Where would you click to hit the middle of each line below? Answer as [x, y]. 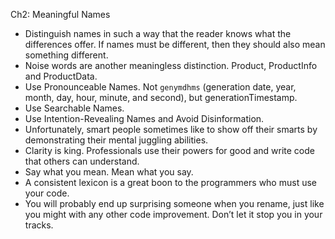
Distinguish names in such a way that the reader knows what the [158, 33]
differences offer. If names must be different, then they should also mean [175, 44]
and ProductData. [61, 76]
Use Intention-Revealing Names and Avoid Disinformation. [144, 118]
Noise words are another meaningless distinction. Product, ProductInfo [171, 65]
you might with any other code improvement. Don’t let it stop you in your [173, 214]
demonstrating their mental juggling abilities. [116, 140]
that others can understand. [82, 161]
